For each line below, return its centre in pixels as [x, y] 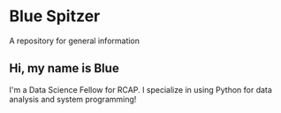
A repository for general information [74, 41]
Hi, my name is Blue [64, 68]
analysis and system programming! [73, 99]
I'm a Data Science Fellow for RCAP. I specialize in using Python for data [140, 89]
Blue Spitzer [55, 16]
